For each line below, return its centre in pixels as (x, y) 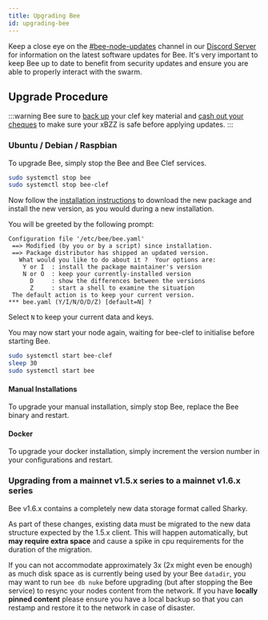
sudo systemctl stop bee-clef (59, 185)
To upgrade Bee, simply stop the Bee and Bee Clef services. (107, 163)
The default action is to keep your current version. (103, 295)
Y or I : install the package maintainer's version (112, 267)
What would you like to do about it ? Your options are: (118, 260)
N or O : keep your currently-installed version (107, 274)
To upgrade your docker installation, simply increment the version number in (134, 452)
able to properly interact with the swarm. (75, 71)
